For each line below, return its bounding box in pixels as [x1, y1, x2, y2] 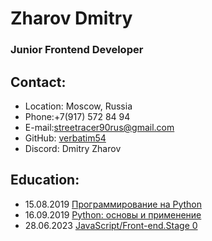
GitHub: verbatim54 [24, 132, 107, 144]
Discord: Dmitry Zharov [24, 142, 122, 154]
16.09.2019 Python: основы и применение [24, 208, 202, 221]
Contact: [10, 73, 67, 91]
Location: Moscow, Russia [24, 100, 133, 112]
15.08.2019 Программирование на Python [24, 198, 203, 210]
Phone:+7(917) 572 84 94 [24, 110, 131, 122]
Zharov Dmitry [10, 7, 133, 30]
